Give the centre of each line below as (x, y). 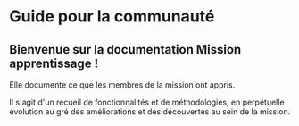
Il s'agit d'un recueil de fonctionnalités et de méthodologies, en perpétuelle (147, 102)
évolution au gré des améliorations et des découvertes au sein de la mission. (150, 112)
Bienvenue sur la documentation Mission (125, 50)
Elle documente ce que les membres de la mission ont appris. (122, 85)
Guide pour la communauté (112, 17)
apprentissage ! (54, 63)
